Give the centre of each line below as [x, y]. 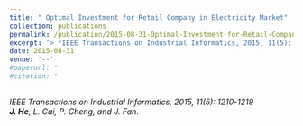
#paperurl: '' [36, 68]
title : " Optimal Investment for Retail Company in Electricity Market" [149, 18]
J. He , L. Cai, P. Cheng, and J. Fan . [74, 111]
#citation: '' [36, 76]
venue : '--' [32, 59]
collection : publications [58, 26]
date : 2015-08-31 [42, 51]
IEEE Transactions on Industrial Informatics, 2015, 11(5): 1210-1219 [132, 102]
